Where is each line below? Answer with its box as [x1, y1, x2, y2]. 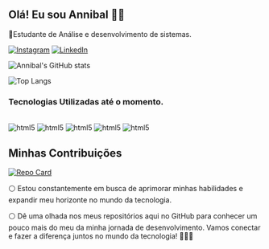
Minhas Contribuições [8, 146, 122, 160]
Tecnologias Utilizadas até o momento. [8, 96, 163, 107]
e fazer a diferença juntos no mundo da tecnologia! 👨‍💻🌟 [8, 231, 194, 241]
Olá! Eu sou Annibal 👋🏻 [8, 8, 125, 22]
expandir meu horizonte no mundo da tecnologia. [8, 194, 172, 205]
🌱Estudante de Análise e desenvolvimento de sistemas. [8, 29, 192, 39]
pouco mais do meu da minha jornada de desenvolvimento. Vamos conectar [8, 222, 261, 232]
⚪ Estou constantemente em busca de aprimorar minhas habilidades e [8, 183, 243, 193]
